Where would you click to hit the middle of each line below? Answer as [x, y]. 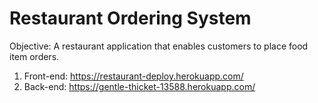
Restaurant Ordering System [130, 18]
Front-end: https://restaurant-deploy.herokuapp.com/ [133, 76]
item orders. [34, 56]
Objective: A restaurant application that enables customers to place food [159, 46]
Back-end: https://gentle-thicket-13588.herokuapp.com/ [139, 86]
